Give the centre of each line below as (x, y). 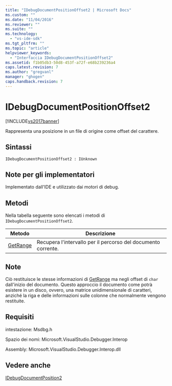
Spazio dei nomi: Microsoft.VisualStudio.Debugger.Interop (67, 339)
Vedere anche (28, 365)
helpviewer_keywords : (28, 53)
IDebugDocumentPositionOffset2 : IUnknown (51, 159)
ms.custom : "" (20, 15)
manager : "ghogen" (25, 77)
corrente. (48, 249)
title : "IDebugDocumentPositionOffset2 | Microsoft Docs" (68, 10)
